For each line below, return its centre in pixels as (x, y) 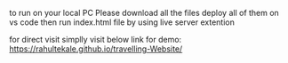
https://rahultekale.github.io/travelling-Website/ (96, 49)
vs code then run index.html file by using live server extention (122, 22)
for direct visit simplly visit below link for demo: (96, 39)
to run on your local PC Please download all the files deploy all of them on (144, 13)
